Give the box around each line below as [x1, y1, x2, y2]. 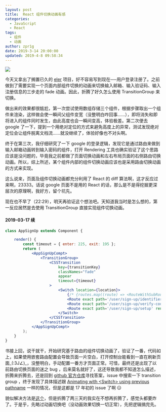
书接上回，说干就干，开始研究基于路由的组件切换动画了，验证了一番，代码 [5, 347, 157, 353]
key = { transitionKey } [58, 264, 100, 269]
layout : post [5, 7, 32, 12]
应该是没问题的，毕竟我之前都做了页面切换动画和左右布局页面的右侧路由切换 [5, 153, 161, 159]
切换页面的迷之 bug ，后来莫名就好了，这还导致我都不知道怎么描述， [18, 366, 159, 372]
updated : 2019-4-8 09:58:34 [5, 53, 63, 58]
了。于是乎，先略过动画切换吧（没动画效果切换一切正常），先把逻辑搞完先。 [5, 401, 159, 407]
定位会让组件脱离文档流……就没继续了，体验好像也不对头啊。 [5, 130, 130, 136]
